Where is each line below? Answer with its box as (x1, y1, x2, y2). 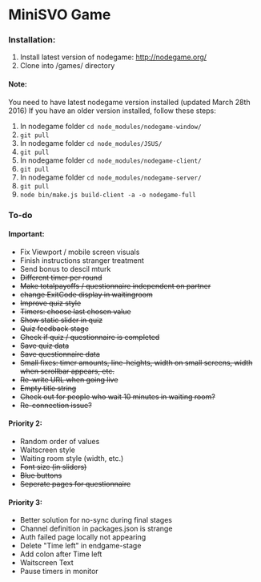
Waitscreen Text (19, 558, 74, 568)
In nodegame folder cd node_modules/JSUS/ (19, 138, 163, 148)
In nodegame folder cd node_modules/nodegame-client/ (19, 155, 202, 165)
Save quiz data (19, 341, 70, 350)
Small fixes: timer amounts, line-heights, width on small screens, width (19, 358, 253, 367)
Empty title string (19, 383, 77, 393)
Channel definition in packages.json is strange (19, 523, 173, 534)
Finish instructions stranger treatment (19, 255, 144, 265)
